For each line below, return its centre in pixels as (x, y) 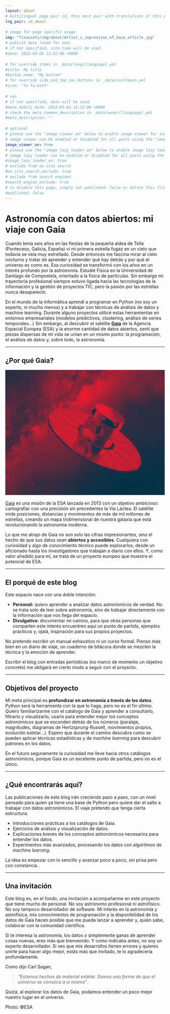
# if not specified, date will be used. (49, 102)
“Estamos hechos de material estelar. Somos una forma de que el (86, 976)
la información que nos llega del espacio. (55, 615)
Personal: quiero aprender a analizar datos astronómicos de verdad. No (88, 605)
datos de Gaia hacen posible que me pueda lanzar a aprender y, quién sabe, (85, 920)
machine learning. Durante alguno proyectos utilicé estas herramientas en (82, 313)
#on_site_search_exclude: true (38, 172)
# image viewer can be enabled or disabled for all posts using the (79, 139)
